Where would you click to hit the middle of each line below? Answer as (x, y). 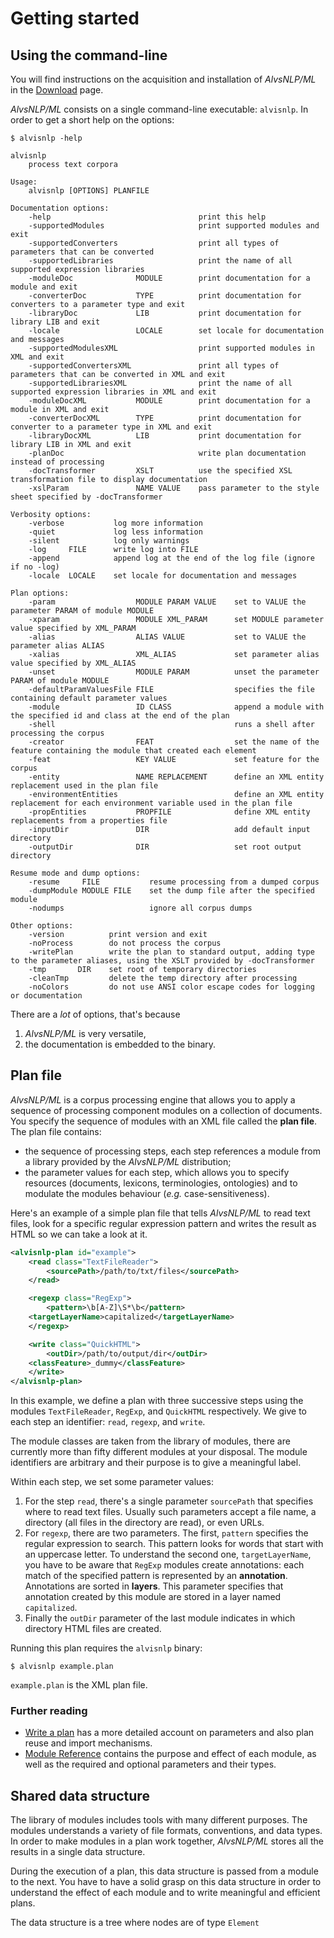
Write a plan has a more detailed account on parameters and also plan (169, 1733)
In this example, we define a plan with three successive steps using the (157, 1401)
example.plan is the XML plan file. (79, 1685)
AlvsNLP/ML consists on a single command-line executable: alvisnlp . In (159, 109)
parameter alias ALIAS (57, 646)
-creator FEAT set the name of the (174, 742)
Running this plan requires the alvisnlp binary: (106, 1648)
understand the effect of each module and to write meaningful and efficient (165, 1893)
